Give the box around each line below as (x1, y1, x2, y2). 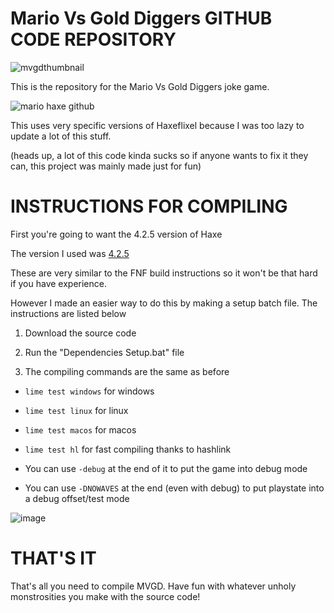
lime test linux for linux (24, 404, 129, 416)
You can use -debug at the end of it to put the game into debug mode (24, 462, 308, 474)
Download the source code (24, 327, 137, 339)
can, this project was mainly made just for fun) (10, 160, 202, 172)
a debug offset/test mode (24, 492, 130, 504)
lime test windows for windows (24, 385, 155, 397)
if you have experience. (10, 277, 107, 289)
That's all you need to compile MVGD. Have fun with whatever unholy (10, 580, 297, 592)
